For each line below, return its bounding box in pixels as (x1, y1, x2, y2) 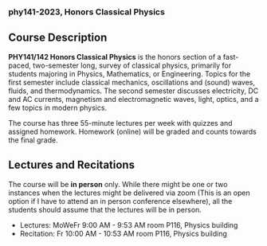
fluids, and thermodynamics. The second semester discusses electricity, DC (8, 86, 259, 96)
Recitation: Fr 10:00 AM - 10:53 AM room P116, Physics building (19, 228, 227, 238)
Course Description (8, 31, 108, 45)
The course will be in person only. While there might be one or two (8, 179, 228, 189)
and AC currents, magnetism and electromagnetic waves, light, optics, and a (8, 94, 259, 103)
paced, (8, 61, 32, 70)
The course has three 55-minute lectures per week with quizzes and (8, 118, 233, 127)
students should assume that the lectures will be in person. (8, 205, 202, 214)
